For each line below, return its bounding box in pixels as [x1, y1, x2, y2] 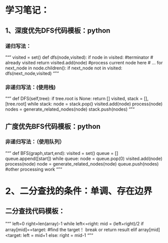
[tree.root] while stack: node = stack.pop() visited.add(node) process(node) [5, 101, 163, 107]
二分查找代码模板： [5, 207, 65, 215]
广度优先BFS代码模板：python [5, 122, 101, 131]
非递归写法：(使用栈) [5, 84, 56, 91]
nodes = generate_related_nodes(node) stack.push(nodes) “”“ [5, 106, 135, 112]
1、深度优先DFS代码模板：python [5, 26, 110, 35]
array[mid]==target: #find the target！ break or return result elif [5, 226, 137, 232]
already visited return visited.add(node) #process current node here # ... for [5, 59, 163, 65]
